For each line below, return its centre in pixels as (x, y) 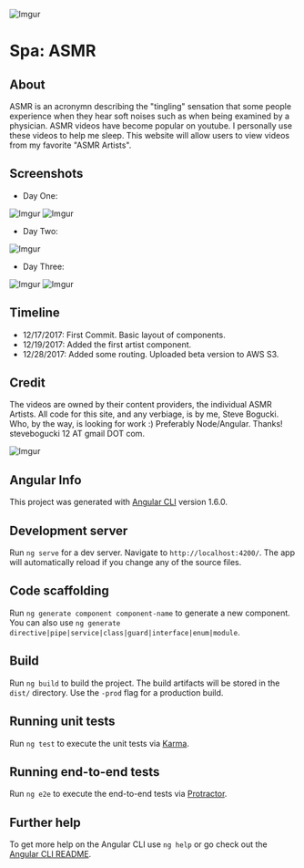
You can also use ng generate (65, 622)
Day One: (40, 195)
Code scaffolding (59, 591)
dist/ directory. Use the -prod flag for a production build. (117, 692)
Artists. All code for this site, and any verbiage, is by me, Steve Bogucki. (144, 414)
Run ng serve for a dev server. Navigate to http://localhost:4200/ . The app (152, 553)
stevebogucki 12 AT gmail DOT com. (77, 434)
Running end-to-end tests (85, 772)
